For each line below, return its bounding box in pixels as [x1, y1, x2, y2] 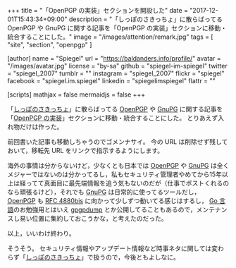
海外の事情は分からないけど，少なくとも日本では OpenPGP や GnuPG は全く [7, 162, 230, 169]
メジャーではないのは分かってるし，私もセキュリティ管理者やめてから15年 [7, 170, 222, 178]
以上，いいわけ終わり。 [7, 229, 75, 238]
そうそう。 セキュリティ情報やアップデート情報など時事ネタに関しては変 [7, 244, 218, 252]
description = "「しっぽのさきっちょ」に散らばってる [68, 15, 223, 23]
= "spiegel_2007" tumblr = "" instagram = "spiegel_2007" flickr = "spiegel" [7, 69, 225, 78]
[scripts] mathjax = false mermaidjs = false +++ [7, 90, 146, 99]
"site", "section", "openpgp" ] [7, 41, 92, 49]
